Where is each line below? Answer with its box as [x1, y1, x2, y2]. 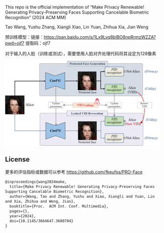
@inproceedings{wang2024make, [5, 179, 67, 184]
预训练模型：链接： [5, 34, 44, 40]
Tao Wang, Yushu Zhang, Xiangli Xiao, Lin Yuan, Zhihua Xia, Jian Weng [5, 24, 149, 30]
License [5, 155, 30, 163]
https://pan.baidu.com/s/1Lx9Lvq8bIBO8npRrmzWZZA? [44, 34, 156, 40]
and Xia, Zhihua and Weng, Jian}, [5, 199, 76, 204]
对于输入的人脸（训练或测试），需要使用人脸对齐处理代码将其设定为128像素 [5, 51, 156, 56]
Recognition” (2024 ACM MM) [5, 15, 66, 20]
